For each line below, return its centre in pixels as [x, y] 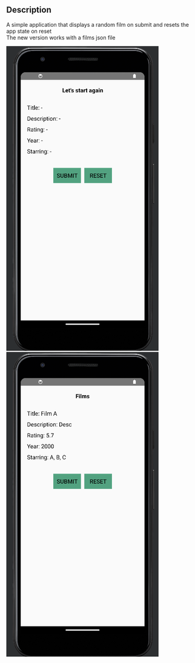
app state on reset [29, 31]
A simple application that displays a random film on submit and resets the [98, 24]
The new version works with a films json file [61, 37]
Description [29, 10]
